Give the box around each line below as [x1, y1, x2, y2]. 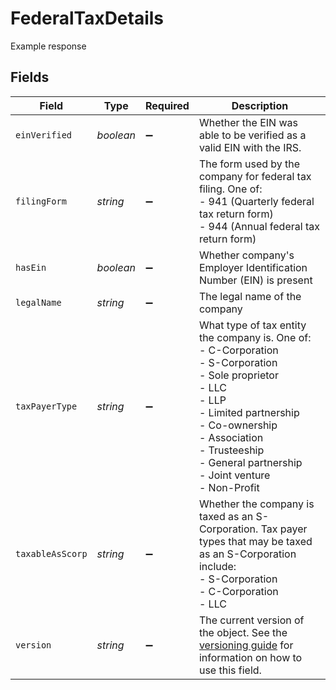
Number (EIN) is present [198, 273, 313, 287]
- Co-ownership [198, 418, 278, 432]
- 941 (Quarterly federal [198, 194, 315, 208]
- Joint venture [198, 468, 271, 482]
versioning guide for [198, 638, 294, 652]
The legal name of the [198, 289, 302, 303]
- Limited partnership [198, 405, 300, 419]
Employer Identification [198, 260, 308, 274]
